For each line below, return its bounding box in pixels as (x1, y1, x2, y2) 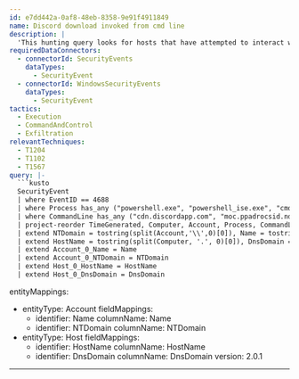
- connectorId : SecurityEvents (17, 54, 133, 63)
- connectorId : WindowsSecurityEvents (17, 79, 162, 88)
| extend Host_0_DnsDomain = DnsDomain (17, 270, 166, 279)
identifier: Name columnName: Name (35, 313, 172, 324)
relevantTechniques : (9, 137, 86, 146)
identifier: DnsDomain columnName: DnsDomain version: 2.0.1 (35, 350, 263, 361)
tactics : (9, 104, 42, 113)
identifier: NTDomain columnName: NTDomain (35, 322, 206, 333)
